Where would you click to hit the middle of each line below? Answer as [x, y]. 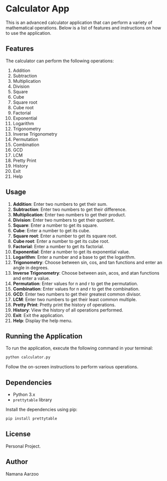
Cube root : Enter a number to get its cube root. [61, 241]
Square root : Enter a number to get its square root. [65, 236]
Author [17, 462]
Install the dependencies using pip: [42, 410]
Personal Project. [23, 446]
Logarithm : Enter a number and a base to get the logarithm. [74, 257]
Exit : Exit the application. [38, 315]
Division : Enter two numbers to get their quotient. [64, 220]
